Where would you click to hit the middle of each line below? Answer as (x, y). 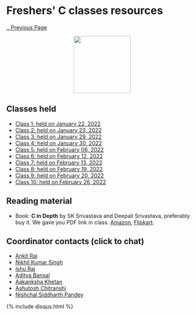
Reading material (39, 201)
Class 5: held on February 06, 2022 (59, 149)
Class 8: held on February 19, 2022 (59, 169)
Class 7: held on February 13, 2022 (58, 163)
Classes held (31, 109)
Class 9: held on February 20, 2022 (60, 175)
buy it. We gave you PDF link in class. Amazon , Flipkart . (85, 222)
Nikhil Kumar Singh (39, 262)
